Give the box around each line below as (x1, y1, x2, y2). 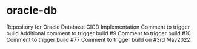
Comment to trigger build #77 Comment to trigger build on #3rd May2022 (6, 36, 191, 43)
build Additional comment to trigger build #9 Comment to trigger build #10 (6, 29, 191, 36)
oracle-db (6, 4, 58, 17)
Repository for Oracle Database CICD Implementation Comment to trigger (6, 23, 190, 30)
